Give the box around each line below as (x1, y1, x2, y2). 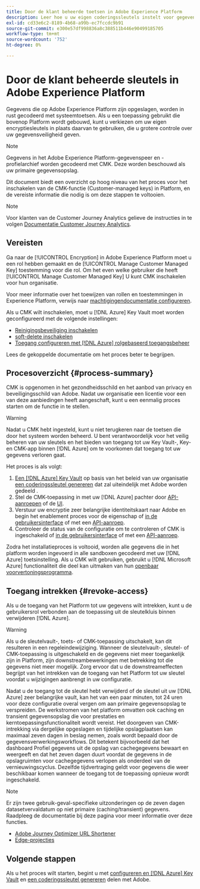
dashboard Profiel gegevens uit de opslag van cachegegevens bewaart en (6, 744, 189, 752)
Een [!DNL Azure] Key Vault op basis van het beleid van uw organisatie (14, 474, 189, 482)
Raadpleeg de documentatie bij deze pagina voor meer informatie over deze (6, 812, 193, 819)
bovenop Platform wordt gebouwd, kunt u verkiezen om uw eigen (6, 118, 167, 125)
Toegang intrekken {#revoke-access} (6, 586, 149, 596)
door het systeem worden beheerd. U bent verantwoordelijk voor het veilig (6, 433, 189, 440)
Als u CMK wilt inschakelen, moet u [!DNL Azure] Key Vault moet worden (6, 308, 185, 315)
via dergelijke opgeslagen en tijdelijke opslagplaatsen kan (32, 725, 173, 732)
